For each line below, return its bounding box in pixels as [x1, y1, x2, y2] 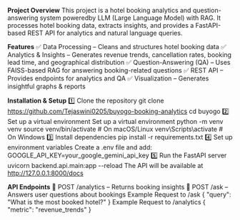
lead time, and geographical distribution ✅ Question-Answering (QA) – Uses [7, 58, 231, 66]
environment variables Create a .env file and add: [7, 143, 152, 152]
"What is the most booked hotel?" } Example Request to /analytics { [7, 198, 206, 206]
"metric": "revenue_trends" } [7, 206, 91, 214]
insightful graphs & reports [7, 82, 86, 90]
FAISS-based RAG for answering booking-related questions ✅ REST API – [7, 66, 224, 74]
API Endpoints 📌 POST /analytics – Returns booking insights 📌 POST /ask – [7, 183, 229, 191]
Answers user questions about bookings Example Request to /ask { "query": [7, 190, 231, 199]
